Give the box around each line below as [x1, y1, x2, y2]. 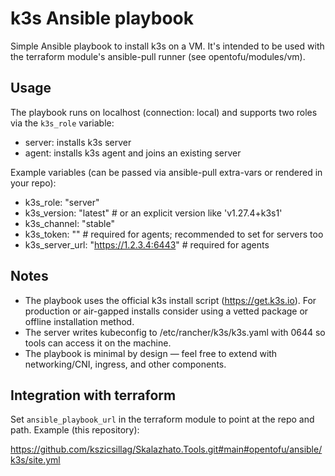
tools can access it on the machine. [24, 337, 172, 349]
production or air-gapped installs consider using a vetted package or [24, 305, 309, 317]
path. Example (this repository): [10, 424, 140, 436]
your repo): [10, 177, 57, 189]
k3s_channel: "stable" [24, 217, 115, 229]
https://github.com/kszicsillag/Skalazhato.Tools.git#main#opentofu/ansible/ [10, 443, 323, 456]
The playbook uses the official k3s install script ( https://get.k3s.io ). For [24, 294, 317, 306]
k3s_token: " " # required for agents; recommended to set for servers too [24, 228, 324, 240]
